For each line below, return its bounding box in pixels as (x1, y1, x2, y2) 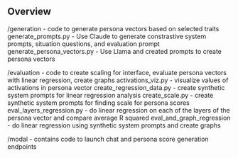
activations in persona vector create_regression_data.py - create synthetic (7, 83, 225, 91)
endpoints (7, 142, 37, 151)
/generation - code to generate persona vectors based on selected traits (7, 24, 220, 33)
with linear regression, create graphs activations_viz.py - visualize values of (7, 76, 229, 84)
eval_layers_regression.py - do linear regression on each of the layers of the (7, 106, 230, 114)
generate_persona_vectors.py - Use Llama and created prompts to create (7, 47, 222, 55)
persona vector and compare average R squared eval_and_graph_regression (7, 113, 231, 122)
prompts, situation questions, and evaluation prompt (7, 39, 160, 48)
